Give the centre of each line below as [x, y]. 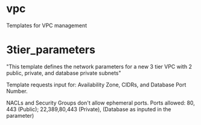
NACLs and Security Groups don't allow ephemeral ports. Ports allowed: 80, [101, 103]
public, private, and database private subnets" [64, 73]
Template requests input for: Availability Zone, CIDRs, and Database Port [96, 85]
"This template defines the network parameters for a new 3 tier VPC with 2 [99, 66]
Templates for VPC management [47, 25]
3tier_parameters [51, 50]
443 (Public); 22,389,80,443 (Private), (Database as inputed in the [89, 109]
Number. [17, 91]
